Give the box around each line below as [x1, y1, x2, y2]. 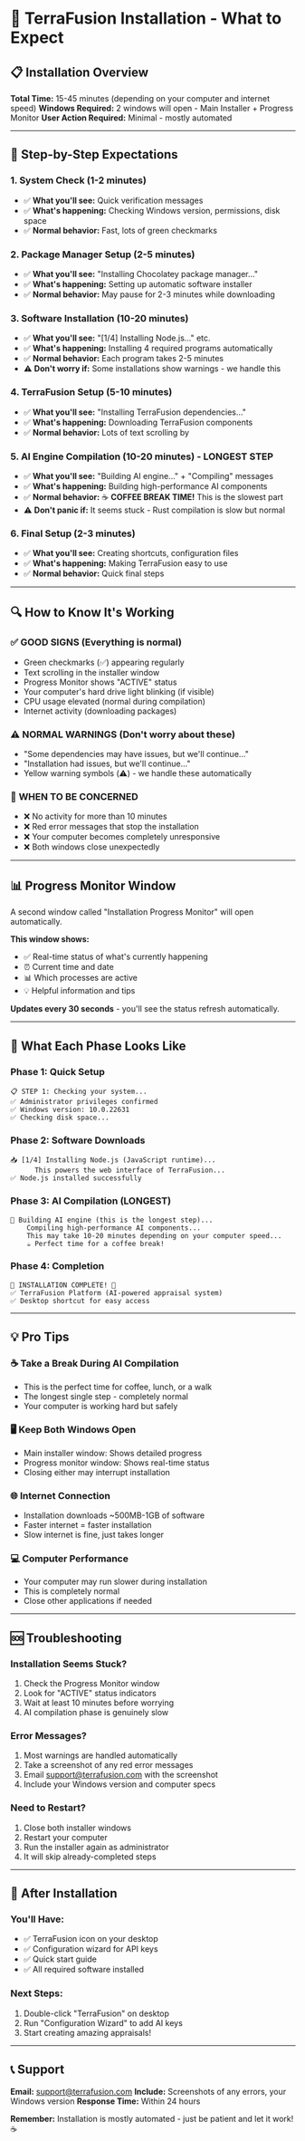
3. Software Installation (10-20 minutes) [10, 312, 189, 324]
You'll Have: [10, 1913, 64, 1925]
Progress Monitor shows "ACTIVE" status [23, 677, 177, 687]
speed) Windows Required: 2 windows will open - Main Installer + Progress [10, 103, 293, 113]
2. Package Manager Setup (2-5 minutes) [10, 248, 195, 261]
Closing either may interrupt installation [23, 1466, 171, 1477]
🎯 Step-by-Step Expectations [10, 147, 179, 162]
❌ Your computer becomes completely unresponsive [23, 831, 221, 842]
